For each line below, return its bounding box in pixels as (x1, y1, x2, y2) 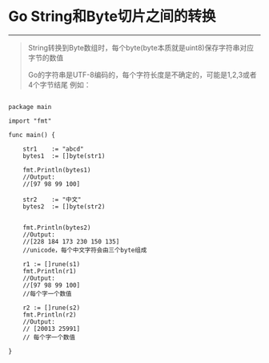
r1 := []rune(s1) (22, 260, 81, 268)
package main (8, 103, 52, 111)
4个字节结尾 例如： (27, 79, 91, 89)
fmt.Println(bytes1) (22, 166, 91, 174)
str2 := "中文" (22, 196, 82, 204)
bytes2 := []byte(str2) (22, 202, 106, 211)
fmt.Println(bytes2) (22, 224, 91, 232)
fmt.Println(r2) (22, 310, 78, 319)
